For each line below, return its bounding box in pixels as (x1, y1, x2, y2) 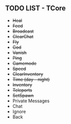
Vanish (12, 49, 26, 55)
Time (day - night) (12, 76, 50, 82)
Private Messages (12, 98, 50, 104)
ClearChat (12, 33, 33, 39)
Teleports (12, 87, 32, 93)
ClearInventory (12, 71, 43, 77)
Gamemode (12, 60, 36, 66)
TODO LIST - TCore (5, 4, 66, 13)
